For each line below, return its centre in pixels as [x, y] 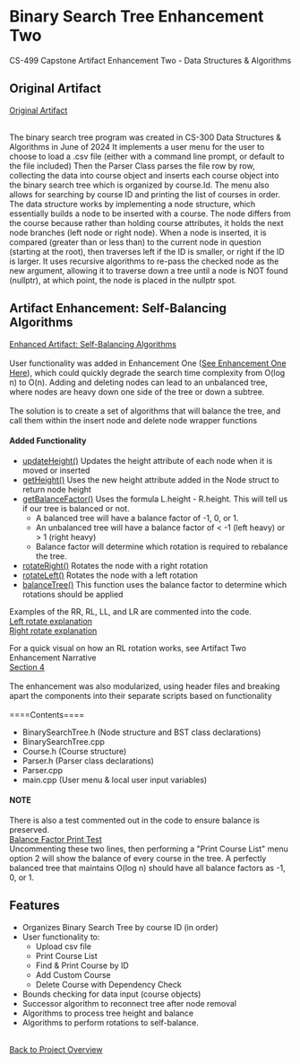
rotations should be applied [73, 594]
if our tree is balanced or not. [76, 508]
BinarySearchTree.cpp [64, 741]
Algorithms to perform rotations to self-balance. [111, 1022]
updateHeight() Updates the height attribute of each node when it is [147, 460]
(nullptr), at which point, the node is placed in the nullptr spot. [123, 280]
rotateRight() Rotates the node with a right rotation [115, 565]
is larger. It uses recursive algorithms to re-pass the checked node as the [144, 261]
